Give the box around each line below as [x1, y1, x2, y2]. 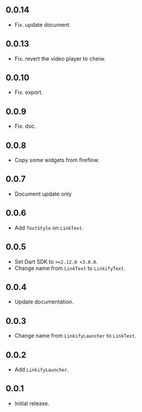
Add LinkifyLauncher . [14, 366, 69, 373]
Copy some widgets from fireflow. [14, 157, 100, 164]
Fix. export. [14, 88, 43, 96]
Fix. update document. [14, 21, 71, 28]
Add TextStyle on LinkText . [14, 224, 84, 231]
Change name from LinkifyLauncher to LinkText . [14, 332, 137, 339]
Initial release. [14, 399, 50, 407]
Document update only [14, 190, 72, 197]
